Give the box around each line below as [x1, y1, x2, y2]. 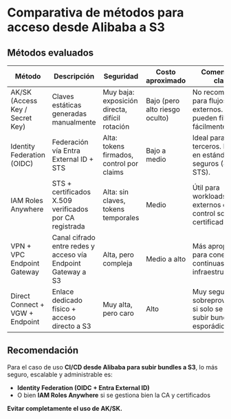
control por [102, 159, 139, 168]
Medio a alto [145, 255, 186, 264]
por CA [52, 213, 75, 222]
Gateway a [52, 267, 87, 277]
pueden [192, 114, 218, 122]
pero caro [102, 308, 134, 318]
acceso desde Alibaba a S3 [7, 19, 165, 35]
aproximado [145, 76, 186, 85]
